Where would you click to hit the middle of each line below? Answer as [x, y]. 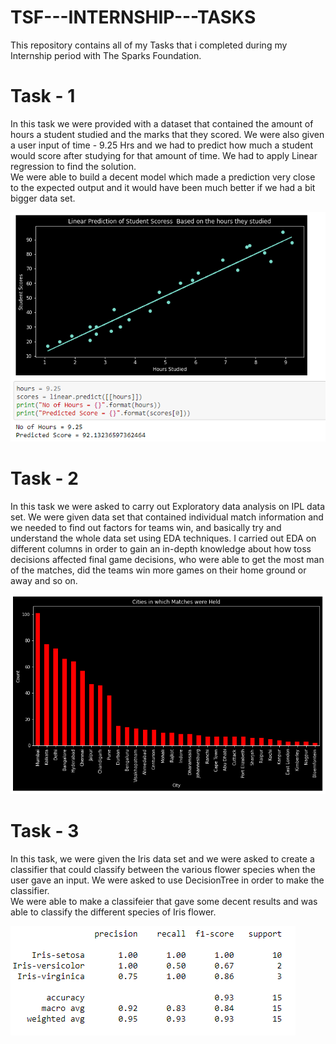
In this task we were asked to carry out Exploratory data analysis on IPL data [168, 506]
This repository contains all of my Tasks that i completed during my [149, 45]
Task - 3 [45, 831]
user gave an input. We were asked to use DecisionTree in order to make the [167, 880]
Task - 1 [43, 96]
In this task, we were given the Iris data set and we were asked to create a [162, 859]
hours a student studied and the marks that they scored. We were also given [167, 134]
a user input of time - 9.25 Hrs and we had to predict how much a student [162, 145]
